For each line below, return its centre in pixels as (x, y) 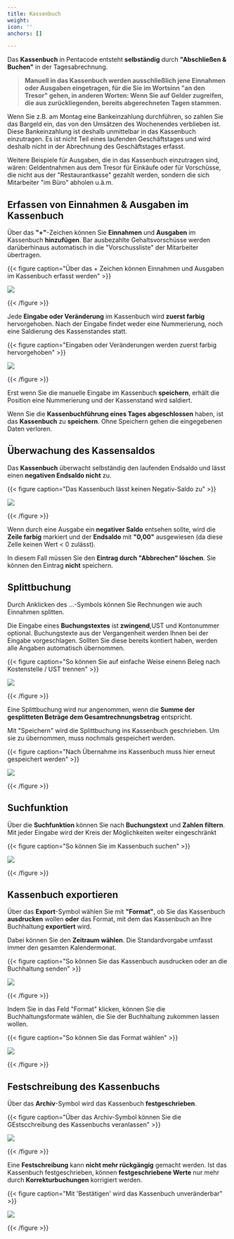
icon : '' (20, 27)
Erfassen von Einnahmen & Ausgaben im (98, 205)
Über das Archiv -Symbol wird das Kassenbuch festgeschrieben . (102, 1103)
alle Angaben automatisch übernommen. (66, 648)
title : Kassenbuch (34, 14)
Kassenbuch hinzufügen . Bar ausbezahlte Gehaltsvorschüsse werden (109, 240)
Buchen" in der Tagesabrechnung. (58, 67)
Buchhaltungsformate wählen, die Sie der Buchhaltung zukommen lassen (113, 1017)
